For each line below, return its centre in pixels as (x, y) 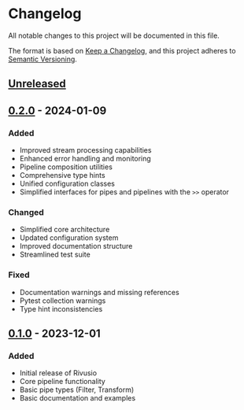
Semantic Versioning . (43, 59)
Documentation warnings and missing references (99, 292)
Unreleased (37, 84)
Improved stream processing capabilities (85, 150)
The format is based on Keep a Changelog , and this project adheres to (122, 50)
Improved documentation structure (76, 246)
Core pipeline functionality (63, 382)
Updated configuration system (69, 238)
